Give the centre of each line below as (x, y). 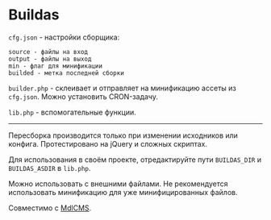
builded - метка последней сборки (67, 73)
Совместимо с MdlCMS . (50, 208)
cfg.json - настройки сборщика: (64, 37)
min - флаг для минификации (56, 66)
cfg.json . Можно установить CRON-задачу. (83, 96)
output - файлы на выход (50, 59)
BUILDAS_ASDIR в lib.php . (50, 168)
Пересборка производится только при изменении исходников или (123, 135)
